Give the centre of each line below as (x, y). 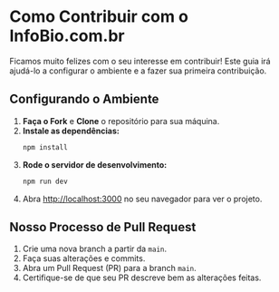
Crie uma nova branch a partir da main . (95, 249)
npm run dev (45, 181)
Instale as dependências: (71, 131)
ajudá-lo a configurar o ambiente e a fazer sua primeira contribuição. (138, 71)
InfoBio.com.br (67, 36)
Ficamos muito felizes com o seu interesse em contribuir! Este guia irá (140, 61)
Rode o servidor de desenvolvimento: (95, 164)
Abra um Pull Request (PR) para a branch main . (109, 268)
